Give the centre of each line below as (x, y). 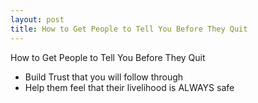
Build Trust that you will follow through (104, 77)
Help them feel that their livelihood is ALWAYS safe (129, 87)
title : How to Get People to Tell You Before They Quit (129, 29)
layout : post (37, 19)
